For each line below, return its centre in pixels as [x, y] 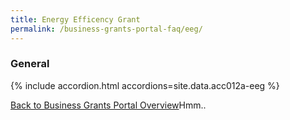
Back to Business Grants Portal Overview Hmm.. [108, 105]
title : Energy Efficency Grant [75, 19]
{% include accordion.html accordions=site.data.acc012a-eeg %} [145, 85]
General [30, 64]
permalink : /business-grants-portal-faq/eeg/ [106, 29]
